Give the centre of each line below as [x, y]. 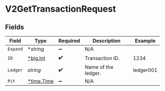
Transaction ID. [102, 58]
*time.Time [41, 81]
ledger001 [145, 70]
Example [145, 41]
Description [107, 41]
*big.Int [37, 58]
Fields [15, 27]
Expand [15, 49]
